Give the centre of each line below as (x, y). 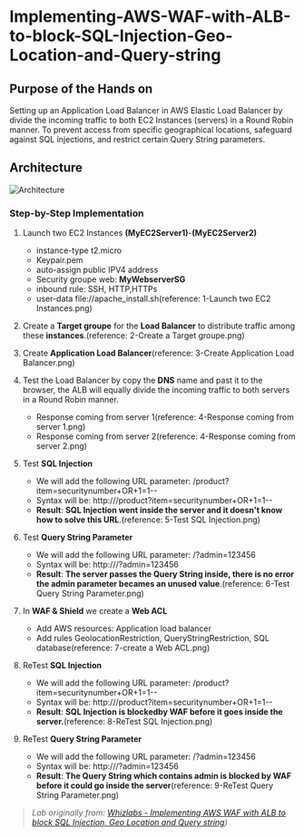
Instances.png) (64, 308)
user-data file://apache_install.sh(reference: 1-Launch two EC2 (153, 299)
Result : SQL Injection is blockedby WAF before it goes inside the (159, 712)
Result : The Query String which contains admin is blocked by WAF (164, 776)
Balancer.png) (49, 363)
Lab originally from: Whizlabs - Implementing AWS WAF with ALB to (159, 813)
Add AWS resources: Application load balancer (123, 628)
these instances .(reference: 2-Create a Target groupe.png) (133, 336)
